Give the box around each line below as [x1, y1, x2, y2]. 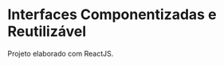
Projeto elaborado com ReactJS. [7, 49, 114, 58]
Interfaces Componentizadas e [7, 6, 217, 24]
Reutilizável [7, 22, 87, 41]
